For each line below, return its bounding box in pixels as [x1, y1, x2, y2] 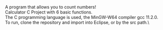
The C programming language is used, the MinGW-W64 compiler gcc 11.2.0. [5, 15, 159, 20]
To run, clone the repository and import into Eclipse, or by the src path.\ [5, 19, 149, 25]
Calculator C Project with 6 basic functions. [5, 9, 93, 15]
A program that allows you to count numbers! [5, 4, 96, 10]
